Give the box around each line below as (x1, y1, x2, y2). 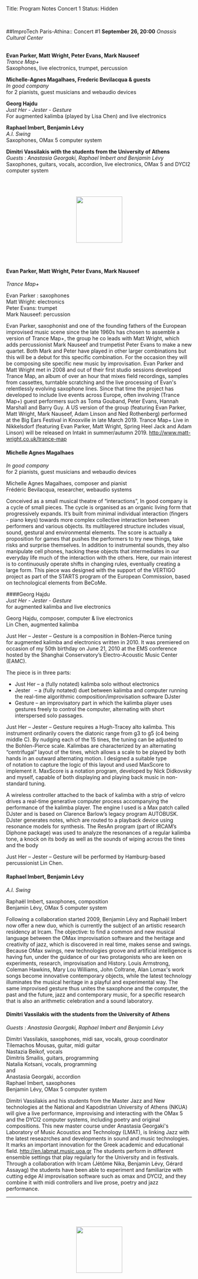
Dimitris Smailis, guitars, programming (6, 1054, 99, 1061)
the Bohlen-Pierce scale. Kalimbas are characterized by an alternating (6, 742, 176, 750)
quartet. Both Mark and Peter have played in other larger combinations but (6, 347, 187, 354)
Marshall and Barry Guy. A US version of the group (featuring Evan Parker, (6, 404, 187, 411)
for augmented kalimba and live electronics (6, 603, 111, 611)
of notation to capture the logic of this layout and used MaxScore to (6, 761, 170, 768)
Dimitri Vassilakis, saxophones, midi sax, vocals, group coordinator (6, 1035, 169, 1042)
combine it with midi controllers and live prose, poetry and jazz (6, 1178, 159, 1186)
